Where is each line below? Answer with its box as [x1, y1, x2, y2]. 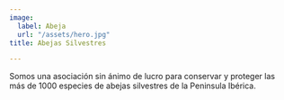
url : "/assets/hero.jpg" [17, 30, 111, 39]
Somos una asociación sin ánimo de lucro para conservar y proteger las [9, 71, 276, 82]
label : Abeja [17, 22, 67, 31]
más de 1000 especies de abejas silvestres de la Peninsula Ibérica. [9, 80, 256, 91]
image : [9, 13, 34, 23]
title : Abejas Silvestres [9, 38, 106, 48]
